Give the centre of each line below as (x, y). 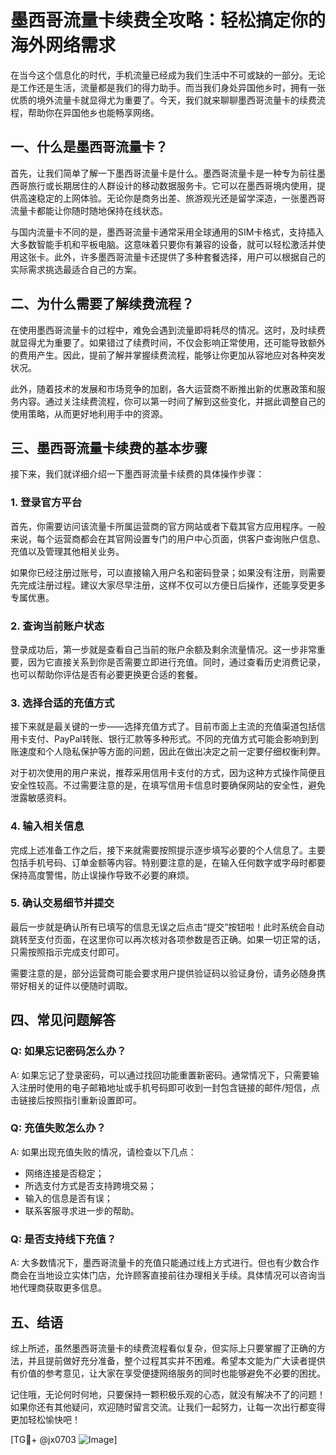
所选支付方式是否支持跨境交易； (90, 1185)
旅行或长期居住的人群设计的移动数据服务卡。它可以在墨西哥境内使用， (172, 185)
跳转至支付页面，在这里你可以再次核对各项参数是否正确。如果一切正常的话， (168, 939)
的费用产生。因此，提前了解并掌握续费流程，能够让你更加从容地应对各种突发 (168, 355)
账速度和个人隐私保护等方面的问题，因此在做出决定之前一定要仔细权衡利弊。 (168, 752)
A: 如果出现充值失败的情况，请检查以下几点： (103, 1152)
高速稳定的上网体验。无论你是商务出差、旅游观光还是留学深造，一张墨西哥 (172, 198)
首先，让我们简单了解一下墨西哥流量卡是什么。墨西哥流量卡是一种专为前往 (163, 173)
